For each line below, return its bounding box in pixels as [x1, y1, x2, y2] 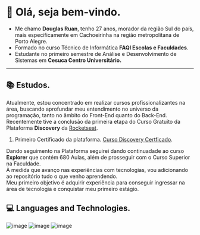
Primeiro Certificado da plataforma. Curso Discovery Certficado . [14, 136, 173, 143]
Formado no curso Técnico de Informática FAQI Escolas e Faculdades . [14, 44, 189, 51]
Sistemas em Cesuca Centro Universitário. [14, 57, 122, 64]
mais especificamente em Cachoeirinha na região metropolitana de [14, 31, 180, 38]
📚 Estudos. [6, 80, 51, 90]
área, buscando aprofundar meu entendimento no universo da [6, 105, 159, 112]
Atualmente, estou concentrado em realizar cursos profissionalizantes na [6, 99, 186, 106]
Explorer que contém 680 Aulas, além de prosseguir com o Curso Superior [6, 153, 190, 161]
